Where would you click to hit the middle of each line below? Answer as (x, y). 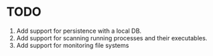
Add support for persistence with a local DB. (79, 31)
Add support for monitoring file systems (73, 45)
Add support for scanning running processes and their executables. (112, 38)
